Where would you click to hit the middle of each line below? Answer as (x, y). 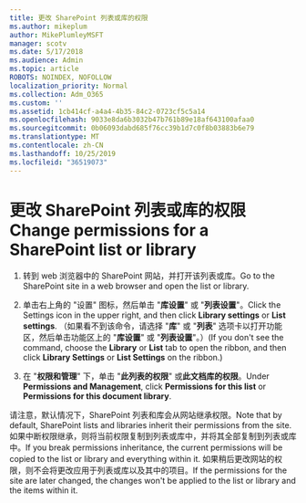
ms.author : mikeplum (49, 26)
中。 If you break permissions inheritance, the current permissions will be (146, 447)
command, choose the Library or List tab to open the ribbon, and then (154, 348)
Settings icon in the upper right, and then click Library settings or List (154, 315)
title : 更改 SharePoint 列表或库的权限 (79, 18)
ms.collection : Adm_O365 (56, 94)
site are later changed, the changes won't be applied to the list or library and (153, 481)
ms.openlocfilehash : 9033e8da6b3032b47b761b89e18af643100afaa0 (132, 120)
